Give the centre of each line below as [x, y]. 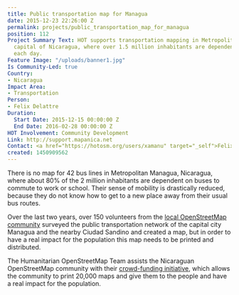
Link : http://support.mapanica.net [60, 139]
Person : [19, 100]
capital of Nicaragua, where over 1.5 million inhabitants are [109, 47]
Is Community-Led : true [43, 67]
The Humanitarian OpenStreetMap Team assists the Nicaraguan [101, 261]
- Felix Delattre [33, 107]
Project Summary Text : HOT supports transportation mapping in [103, 41]
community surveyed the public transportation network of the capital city [115, 224]
